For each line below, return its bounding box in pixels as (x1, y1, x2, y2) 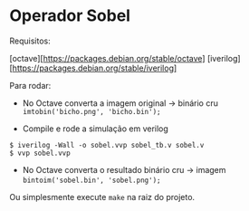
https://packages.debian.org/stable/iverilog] (12, 62, 177, 73)
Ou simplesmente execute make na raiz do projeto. (9, 191, 196, 202)
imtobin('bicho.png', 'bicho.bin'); (22, 107, 161, 116)
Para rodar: (9, 80, 52, 91)
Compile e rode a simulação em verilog (22, 123, 169, 134)
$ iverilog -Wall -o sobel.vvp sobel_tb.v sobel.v (9, 140, 205, 149)
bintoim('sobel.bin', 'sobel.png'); (22, 176, 161, 185)
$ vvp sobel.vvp (9, 149, 71, 158)
